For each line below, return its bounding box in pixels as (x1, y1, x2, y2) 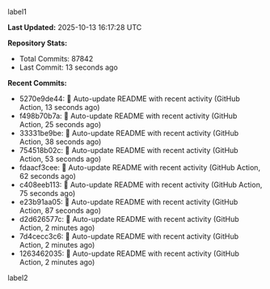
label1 (7, 7, 27, 16)
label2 (7, 273, 28, 283)
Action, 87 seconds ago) (19, 206, 102, 215)
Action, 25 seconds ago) (19, 120, 102, 129)
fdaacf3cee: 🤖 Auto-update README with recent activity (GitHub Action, (19, 163, 260, 172)
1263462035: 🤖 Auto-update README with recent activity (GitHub (19, 249, 240, 258)
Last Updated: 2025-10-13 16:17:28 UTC (7, 23, 142, 32)
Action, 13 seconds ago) (19, 103, 100, 112)
